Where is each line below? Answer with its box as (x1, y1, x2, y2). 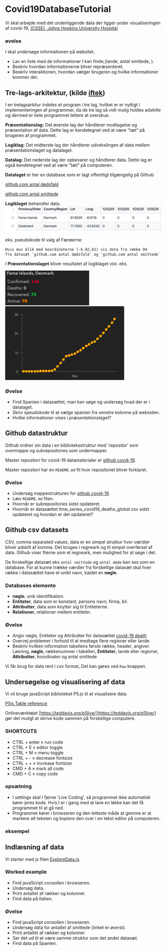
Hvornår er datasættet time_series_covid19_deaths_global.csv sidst (12, 506, 150, 512)
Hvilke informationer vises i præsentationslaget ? (12, 415, 111, 420)
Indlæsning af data (5, 843, 64, 851)
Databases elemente (5, 582, 56, 589)
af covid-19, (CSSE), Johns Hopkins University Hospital (5, 25, 118, 31)
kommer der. (12, 74, 39, 80)
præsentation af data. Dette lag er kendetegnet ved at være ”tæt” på (5, 127, 145, 133)
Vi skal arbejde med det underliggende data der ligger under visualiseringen (5, 20, 161, 26)
